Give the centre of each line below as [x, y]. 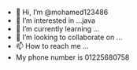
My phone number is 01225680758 [72, 57]
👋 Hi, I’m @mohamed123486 [62, 12]
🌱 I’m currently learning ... [57, 29]
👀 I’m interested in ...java [56, 20]
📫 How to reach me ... [52, 46]
